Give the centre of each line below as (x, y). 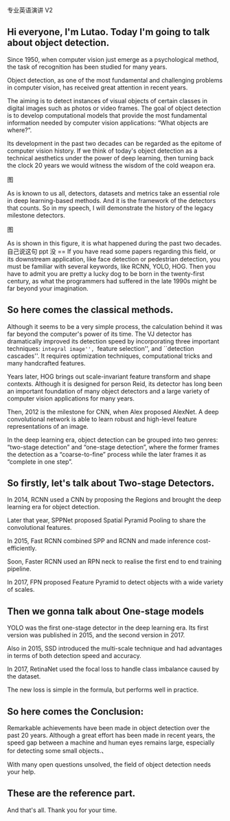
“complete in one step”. (40, 461)
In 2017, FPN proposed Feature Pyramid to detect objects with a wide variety (115, 582)
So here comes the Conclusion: (76, 711)
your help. (21, 772)
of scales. (21, 590)
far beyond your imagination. (48, 288)
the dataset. (24, 676)
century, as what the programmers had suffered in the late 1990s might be (112, 281)
